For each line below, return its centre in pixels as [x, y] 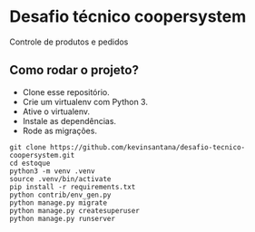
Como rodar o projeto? [74, 70]
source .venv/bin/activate [60, 179]
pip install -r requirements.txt [73, 187]
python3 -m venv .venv [52, 171]
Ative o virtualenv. [56, 111]
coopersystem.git [42, 155]
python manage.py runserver [63, 218]
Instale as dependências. [69, 121]
